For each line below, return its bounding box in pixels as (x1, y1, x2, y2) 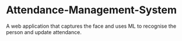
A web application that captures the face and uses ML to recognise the (6, 23, 177, 29)
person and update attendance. (6, 28, 82, 35)
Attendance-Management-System (6, 3, 177, 17)
